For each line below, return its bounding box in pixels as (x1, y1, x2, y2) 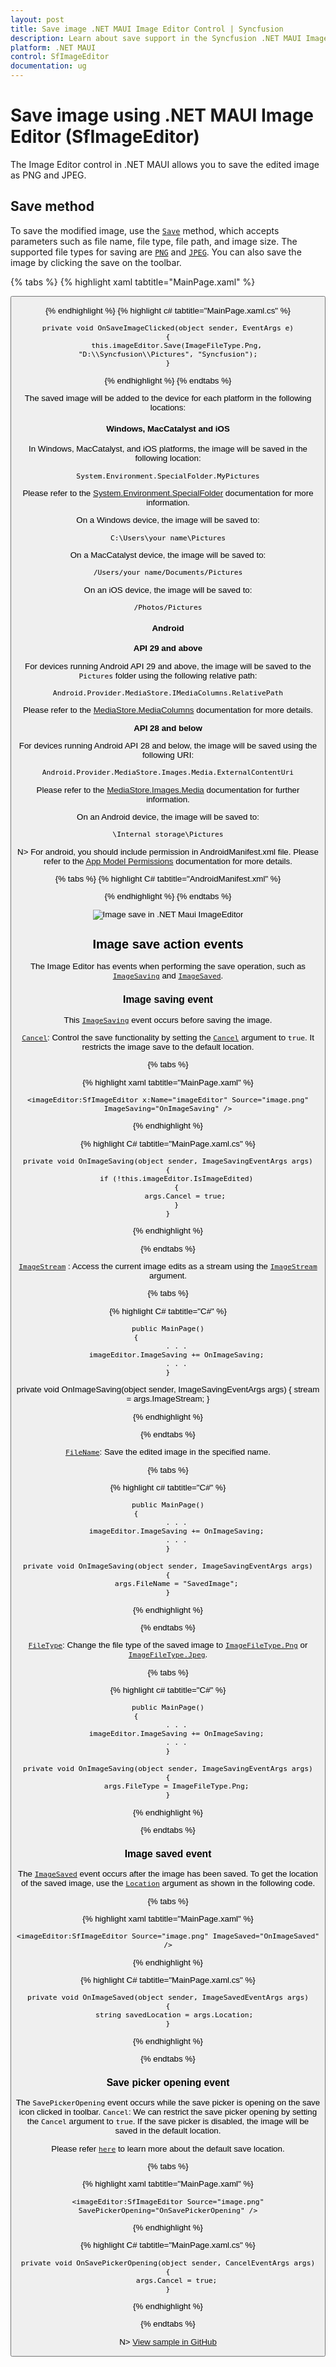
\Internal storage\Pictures (112, 829, 224, 840)
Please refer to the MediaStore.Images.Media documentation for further (36, 784, 300, 795)
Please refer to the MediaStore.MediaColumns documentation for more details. (23, 705, 313, 716)
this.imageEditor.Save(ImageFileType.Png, (91, 341, 263, 351)
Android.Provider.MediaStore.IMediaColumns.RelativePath (52, 688, 284, 698)
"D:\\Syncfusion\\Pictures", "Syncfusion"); (78, 349, 258, 360)
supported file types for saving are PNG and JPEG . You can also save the (10, 246, 302, 258)
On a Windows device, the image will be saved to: (76, 515, 260, 526)
